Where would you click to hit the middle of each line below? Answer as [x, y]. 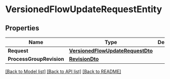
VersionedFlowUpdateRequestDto [111, 51]
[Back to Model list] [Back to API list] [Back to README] [63, 71]
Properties [22, 28]
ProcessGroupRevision [36, 59]
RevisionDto [84, 59]
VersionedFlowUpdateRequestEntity [84, 9]
